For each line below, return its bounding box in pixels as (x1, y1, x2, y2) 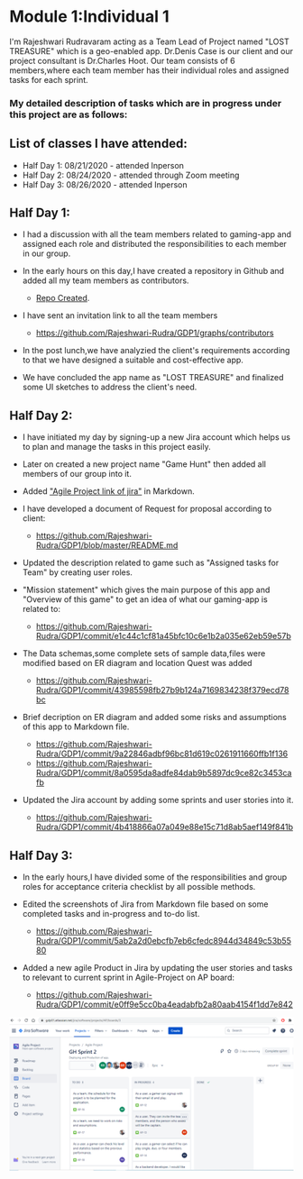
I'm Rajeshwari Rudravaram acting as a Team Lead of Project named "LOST (9, 36, 290, 47)
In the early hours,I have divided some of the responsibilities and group (22, 872, 288, 882)
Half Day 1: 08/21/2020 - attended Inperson (22, 160, 185, 170)
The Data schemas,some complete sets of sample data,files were (22, 648, 266, 659)
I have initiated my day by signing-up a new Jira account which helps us (22, 432, 291, 443)
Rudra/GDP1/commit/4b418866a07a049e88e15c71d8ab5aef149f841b (35, 822, 293, 833)
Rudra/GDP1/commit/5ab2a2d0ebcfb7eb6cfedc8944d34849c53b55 (35, 936, 291, 946)
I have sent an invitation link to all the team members (22, 310, 218, 321)
